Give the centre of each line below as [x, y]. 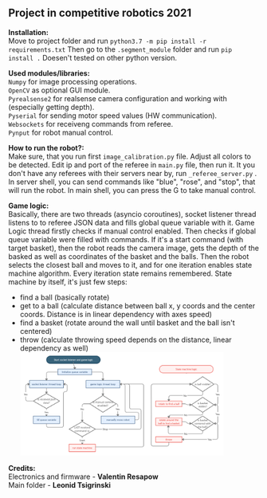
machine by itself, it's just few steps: [68, 281]
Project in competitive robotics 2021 [100, 13]
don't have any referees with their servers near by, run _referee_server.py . [133, 173]
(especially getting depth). [51, 107]
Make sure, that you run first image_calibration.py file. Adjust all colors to [130, 156]
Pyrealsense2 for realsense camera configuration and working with [118, 98]
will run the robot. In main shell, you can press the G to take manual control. [132, 190]
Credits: [22, 469]
